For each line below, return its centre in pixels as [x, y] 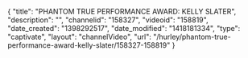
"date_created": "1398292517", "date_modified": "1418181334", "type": [124, 28]
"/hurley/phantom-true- [192, 37]
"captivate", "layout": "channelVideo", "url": [80, 37]
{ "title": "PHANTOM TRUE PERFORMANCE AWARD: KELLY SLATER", [122, 12]
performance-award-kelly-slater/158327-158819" [89, 45]
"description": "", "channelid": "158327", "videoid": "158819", [108, 20]
